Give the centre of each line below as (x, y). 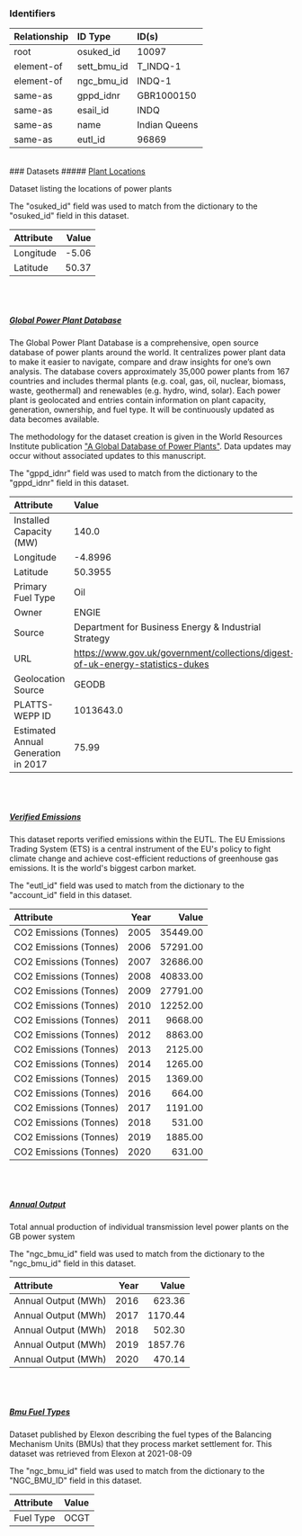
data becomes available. (54, 419)
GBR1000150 (167, 95)
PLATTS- (34, 705)
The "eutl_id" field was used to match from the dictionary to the (127, 885)
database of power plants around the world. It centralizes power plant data (147, 353)
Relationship (41, 37)
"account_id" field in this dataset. (71, 895)
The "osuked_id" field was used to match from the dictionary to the (133, 206)
